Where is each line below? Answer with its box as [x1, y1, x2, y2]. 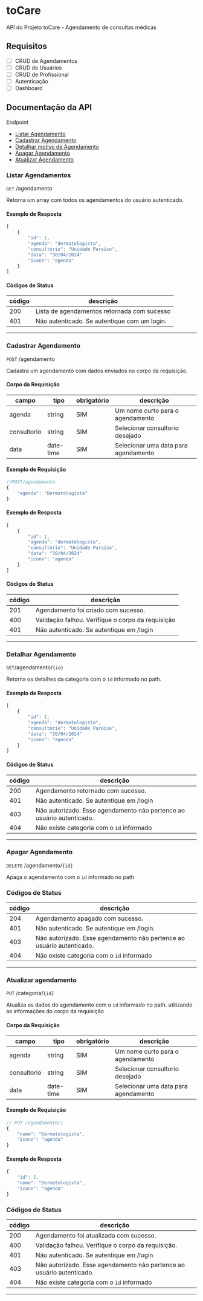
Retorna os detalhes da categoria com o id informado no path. [6, 675, 162, 683]
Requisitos [6, 41, 47, 51]
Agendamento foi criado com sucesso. [35, 606, 146, 614]
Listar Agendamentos [6, 170, 71, 179]
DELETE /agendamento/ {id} [6, 861, 74, 869]
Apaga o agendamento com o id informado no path [6, 873, 135, 880]
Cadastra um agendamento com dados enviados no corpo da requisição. [6, 367, 188, 374]
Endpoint [6, 118, 29, 126]
